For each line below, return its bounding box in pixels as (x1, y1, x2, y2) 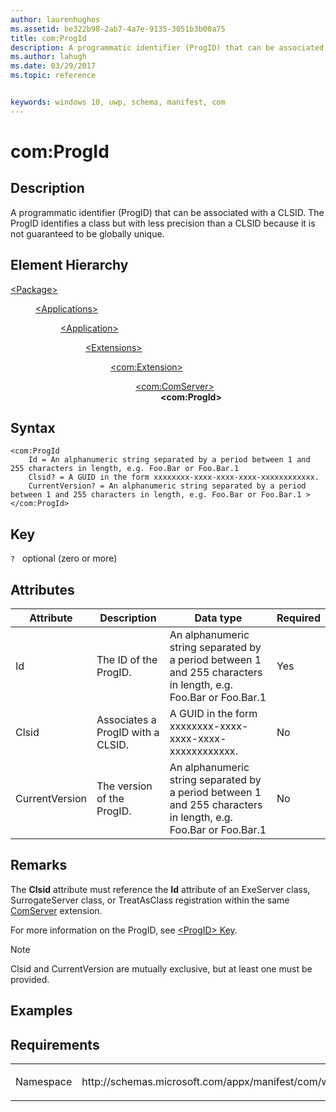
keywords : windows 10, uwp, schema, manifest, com (10, 97, 226, 107)
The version (96, 779, 153, 793)
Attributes (10, 581, 75, 598)
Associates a (96, 713, 157, 726)
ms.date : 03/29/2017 (10, 61, 97, 71)
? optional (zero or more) (10, 552, 118, 565)
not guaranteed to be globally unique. (10, 227, 165, 240)
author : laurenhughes (10, 14, 101, 25)
